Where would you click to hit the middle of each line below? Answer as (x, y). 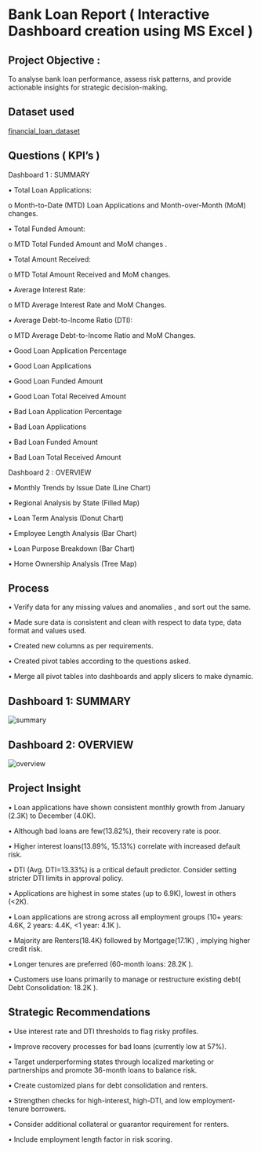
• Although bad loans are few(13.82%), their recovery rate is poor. (115, 831)
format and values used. (47, 631)
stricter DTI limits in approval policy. (66, 878)
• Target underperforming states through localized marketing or (111, 1062)
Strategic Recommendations (79, 1013)
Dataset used (41, 112)
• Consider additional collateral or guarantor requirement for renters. (119, 1124)
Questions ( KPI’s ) (54, 156)
